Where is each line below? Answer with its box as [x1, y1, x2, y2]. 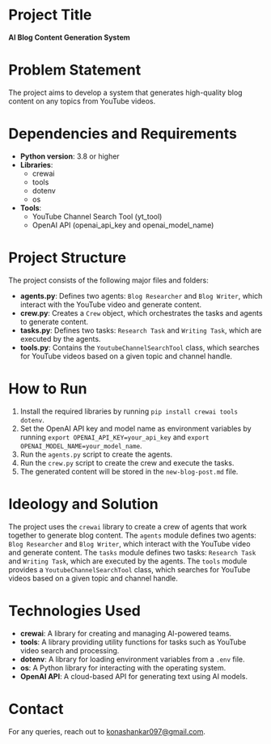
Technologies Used [8, 602, 142, 620]
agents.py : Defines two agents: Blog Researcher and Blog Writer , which [19, 291, 263, 300]
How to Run [8, 379, 87, 398]
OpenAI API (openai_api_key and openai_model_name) [32, 220, 214, 230]
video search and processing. [19, 645, 120, 655]
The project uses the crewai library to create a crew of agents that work [8, 521, 248, 531]
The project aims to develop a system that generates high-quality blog [8, 87, 243, 97]
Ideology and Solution [8, 495, 159, 513]
